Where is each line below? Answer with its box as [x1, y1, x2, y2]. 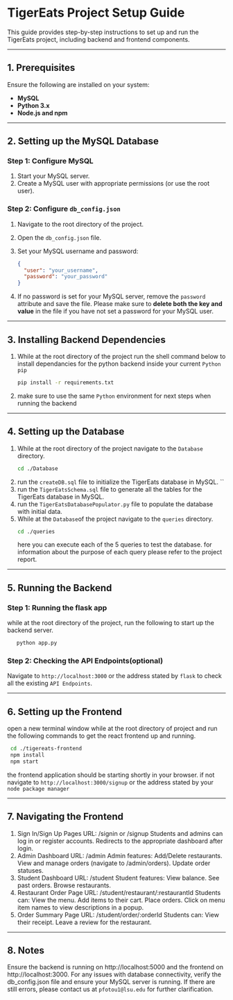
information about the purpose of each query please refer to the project [17, 548, 223, 556]
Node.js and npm [17, 108, 68, 117]
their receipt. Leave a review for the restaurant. [17, 918, 152, 926]
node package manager [7, 785, 70, 792]
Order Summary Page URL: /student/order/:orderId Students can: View [17, 910, 220, 919]
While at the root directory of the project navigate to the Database [17, 444, 203, 453]
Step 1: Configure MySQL [7, 156, 94, 166]
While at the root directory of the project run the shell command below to [17, 353, 226, 361]
